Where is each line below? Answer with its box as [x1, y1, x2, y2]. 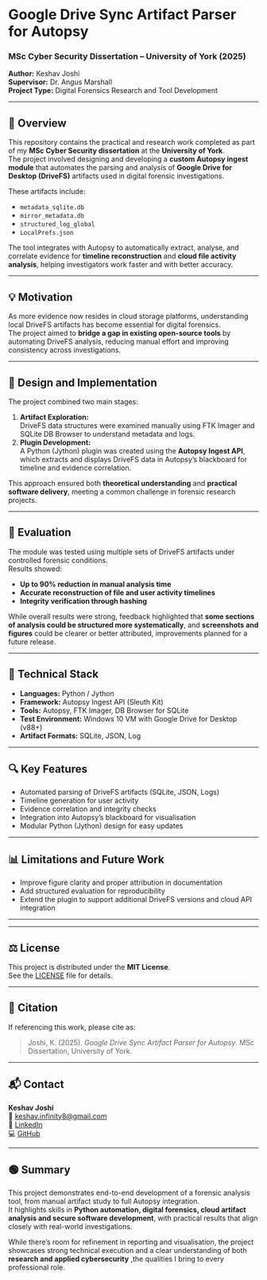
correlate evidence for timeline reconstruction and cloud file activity [8, 251, 237, 261]
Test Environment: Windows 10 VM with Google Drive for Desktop [19, 714, 238, 723]
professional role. [8, 1262, 65, 1272]
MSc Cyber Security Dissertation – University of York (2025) [8, 51, 246, 62]
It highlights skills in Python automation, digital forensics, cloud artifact [8, 1205, 246, 1215]
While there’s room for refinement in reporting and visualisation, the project [8, 1237, 254, 1247]
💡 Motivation [8, 290, 73, 304]
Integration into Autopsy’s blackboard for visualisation [19, 813, 196, 823]
